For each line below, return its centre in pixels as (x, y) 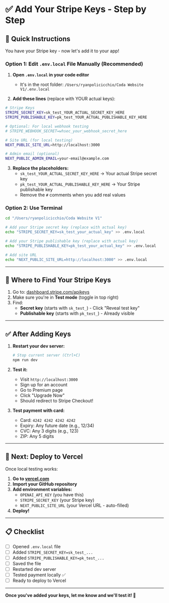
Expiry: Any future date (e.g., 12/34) (57, 425)
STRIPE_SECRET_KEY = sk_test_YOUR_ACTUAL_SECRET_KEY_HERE (65, 113)
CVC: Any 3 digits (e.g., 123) (49, 430)
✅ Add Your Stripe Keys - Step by (76, 9)
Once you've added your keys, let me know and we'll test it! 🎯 (71, 595)
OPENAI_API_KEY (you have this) (52, 494)
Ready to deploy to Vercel (39, 580)
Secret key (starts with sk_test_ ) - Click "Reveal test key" (80, 308)
